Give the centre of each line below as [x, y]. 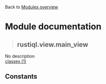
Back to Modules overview [32, 7]
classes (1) [16, 61]
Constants [21, 76]
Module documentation [53, 27]
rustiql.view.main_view [53, 44]
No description [20, 56]
